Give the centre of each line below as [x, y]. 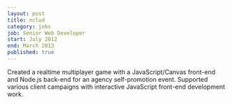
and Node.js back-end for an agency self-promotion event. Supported [108, 79]
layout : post [26, 14]
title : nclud [26, 20]
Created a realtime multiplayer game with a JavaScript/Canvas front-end [111, 72]
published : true [31, 53]
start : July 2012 [32, 40]
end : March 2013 [31, 46]
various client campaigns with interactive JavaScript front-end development [116, 87]
